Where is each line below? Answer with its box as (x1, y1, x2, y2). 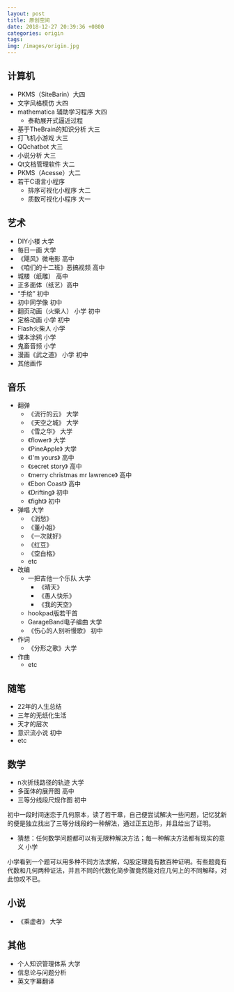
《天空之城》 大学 (27, 419, 79, 427)
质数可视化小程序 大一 (27, 195, 91, 203)
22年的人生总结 (17, 702, 62, 711)
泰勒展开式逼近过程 (27, 116, 84, 124)
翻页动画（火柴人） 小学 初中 (17, 306, 101, 315)
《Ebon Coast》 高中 (27, 479, 81, 488)
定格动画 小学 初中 (17, 315, 70, 324)
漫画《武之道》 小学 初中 (17, 350, 88, 359)
